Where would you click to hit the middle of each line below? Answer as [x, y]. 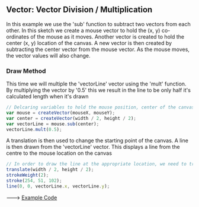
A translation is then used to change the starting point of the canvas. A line [97, 141]
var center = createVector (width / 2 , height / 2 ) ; [71, 118]
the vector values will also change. [48, 55]
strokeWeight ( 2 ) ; [28, 175]
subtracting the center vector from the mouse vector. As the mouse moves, [98, 49]
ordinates [18, 36]
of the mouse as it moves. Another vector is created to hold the [107, 36]
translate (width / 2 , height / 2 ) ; [50, 170]
